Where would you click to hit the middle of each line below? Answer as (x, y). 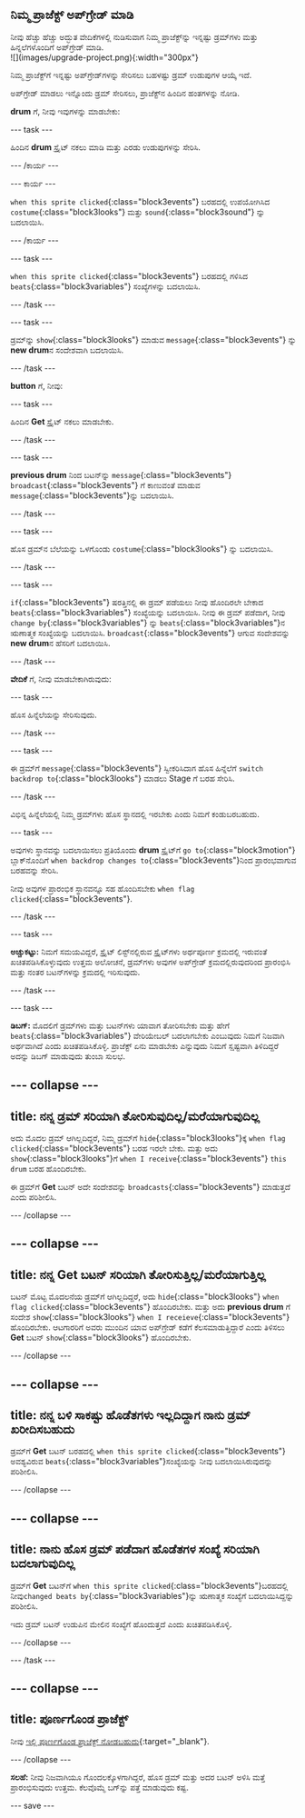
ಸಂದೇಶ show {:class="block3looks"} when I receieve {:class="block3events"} (150, 1317)
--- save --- (33, 1805)
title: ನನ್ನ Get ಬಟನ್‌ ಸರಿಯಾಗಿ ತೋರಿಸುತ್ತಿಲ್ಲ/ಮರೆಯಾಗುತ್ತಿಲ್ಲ (138, 1275)
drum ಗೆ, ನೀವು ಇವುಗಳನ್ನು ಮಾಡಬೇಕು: (65, 111)
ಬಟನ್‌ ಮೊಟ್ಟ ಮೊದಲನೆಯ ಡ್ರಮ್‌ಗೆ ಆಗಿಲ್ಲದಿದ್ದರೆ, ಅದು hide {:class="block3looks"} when (145, 1297)
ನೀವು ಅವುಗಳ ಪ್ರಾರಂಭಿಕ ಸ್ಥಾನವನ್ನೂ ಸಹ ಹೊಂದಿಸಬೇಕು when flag (103, 888)
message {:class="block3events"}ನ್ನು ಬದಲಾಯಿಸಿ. (92, 495)
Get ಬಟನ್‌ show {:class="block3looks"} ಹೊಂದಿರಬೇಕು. (101, 1338)
